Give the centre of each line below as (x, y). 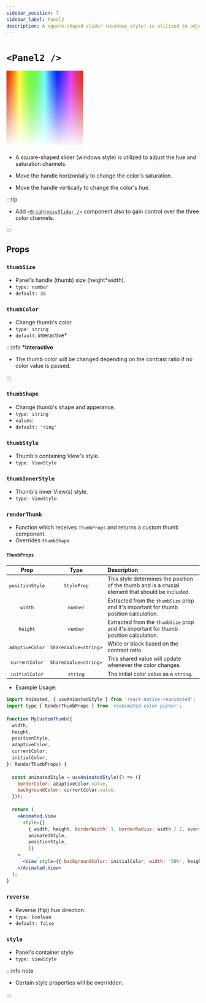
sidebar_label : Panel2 (35, 19)
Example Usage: (36, 687)
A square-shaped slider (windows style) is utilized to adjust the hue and (106, 157)
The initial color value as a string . (150, 674)
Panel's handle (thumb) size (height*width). (70, 280)
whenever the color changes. (144, 665)
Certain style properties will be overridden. (69, 983)
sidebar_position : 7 (33, 13)
